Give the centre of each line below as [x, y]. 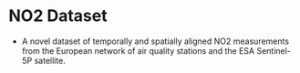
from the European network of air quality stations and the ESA [138, 50]
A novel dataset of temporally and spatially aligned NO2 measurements [155, 41]
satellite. [50, 60]
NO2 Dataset [58, 16]
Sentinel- [274, 50]
